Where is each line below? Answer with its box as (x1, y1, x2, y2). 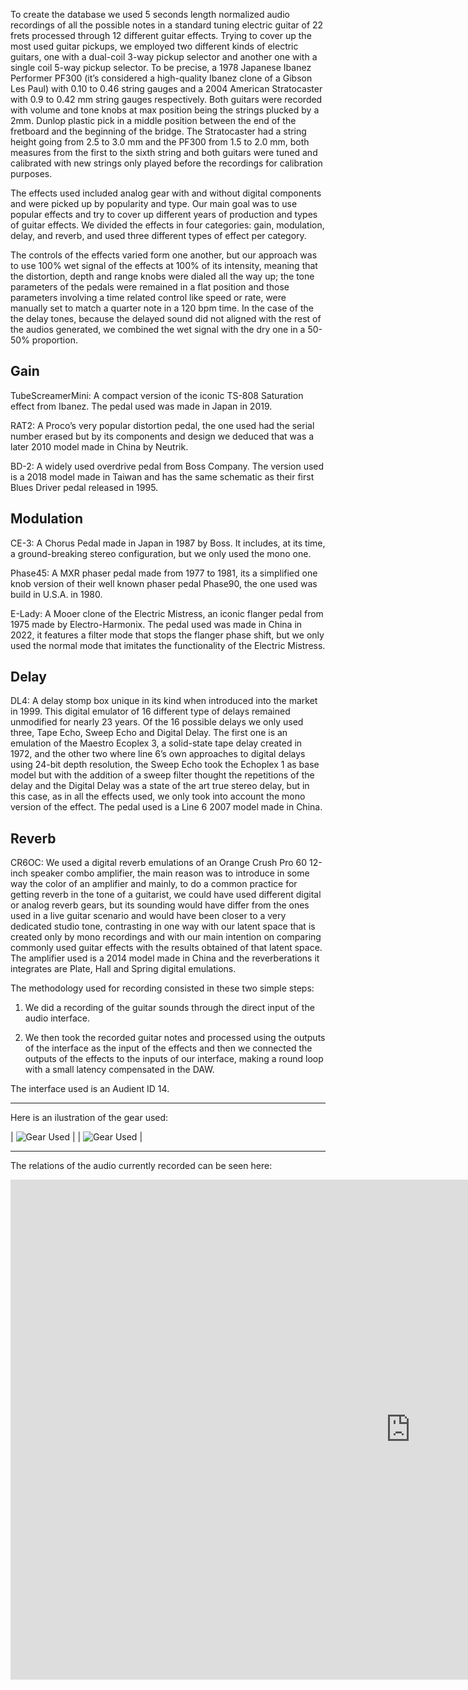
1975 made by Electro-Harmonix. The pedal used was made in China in (10, 618, 303, 630)
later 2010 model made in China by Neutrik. (10, 440, 189, 453)
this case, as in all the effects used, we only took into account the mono (10, 790, 306, 803)
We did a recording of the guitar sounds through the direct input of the (24, 1002, 315, 1014)
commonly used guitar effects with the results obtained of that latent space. (10, 942, 323, 954)
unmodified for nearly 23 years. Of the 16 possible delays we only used (10, 716, 304, 728)
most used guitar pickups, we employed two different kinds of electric (10, 40, 299, 52)
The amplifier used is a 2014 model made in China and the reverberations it (10, 952, 320, 964)
